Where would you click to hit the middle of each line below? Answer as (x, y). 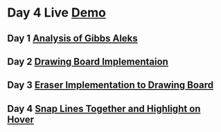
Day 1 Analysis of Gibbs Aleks (73, 38)
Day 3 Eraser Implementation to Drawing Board (110, 85)
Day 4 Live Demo (56, 13)
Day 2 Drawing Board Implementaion (88, 61)
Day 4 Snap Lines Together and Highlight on (104, 109)
